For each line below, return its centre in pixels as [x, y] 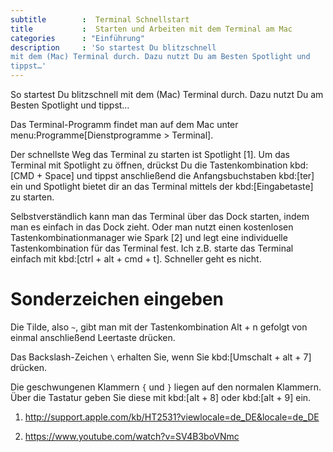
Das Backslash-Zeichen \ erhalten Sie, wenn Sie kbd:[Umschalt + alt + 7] [161, 357]
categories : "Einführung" [77, 38]
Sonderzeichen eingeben [117, 299]
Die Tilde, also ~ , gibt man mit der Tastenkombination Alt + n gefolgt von [159, 327]
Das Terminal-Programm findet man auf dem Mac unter [124, 124]
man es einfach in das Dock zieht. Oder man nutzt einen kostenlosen [152, 227]
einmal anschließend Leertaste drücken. [93, 337]
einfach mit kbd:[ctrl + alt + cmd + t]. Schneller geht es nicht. [136, 259]
